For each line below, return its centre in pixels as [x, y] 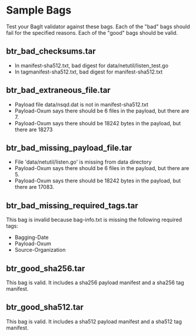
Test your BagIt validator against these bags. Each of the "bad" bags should [98, 26]
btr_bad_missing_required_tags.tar [72, 206]
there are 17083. [34, 187]
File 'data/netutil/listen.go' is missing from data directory [83, 162]
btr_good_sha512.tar [45, 307]
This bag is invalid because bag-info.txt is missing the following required [94, 220]
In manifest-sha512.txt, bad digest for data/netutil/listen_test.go [92, 65]
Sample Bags [39, 10]
